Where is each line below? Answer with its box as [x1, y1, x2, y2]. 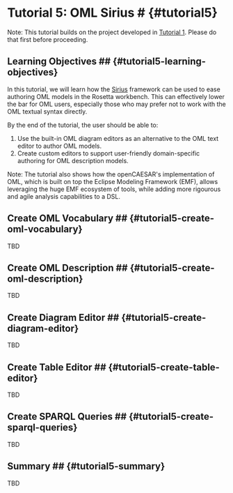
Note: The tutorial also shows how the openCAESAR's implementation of [7, 169, 215, 179]
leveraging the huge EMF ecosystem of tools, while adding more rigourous [7, 185, 221, 193]
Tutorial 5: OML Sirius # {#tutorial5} [7, 5, 218, 21]
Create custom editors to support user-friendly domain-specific [17, 149, 200, 158]
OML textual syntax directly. [7, 107, 88, 116]
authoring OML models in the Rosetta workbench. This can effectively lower [7, 92, 225, 100]
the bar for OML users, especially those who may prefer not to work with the [7, 100, 226, 108]
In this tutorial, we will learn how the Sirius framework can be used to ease [7, 85, 220, 93]
